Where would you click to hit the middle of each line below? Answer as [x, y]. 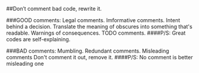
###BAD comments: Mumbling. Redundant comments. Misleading [88, 51]
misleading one [25, 63]
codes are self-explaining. [38, 39]
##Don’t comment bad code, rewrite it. [54, 9]
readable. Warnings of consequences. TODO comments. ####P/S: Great [96, 33]
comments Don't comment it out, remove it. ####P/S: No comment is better [99, 57]
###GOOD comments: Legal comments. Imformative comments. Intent [93, 20]
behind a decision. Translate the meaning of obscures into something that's [99, 27]
